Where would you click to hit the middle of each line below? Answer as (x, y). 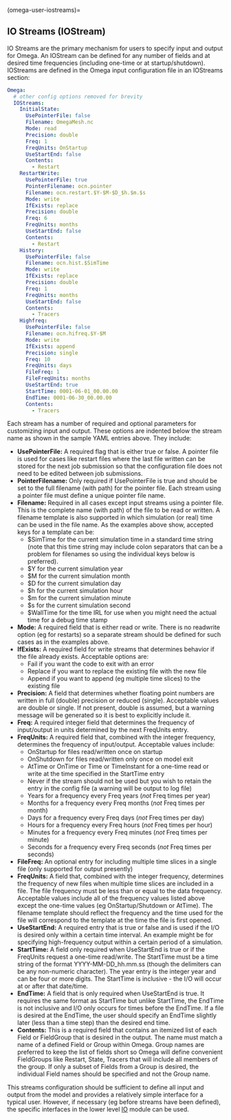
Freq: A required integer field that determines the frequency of (106, 722)
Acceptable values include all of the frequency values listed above (111, 898)
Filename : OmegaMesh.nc (59, 122)
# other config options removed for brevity (78, 96)
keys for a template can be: (56, 532)
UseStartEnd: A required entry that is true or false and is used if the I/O (118, 928)
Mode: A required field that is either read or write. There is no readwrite (119, 627)
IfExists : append (50, 346)
